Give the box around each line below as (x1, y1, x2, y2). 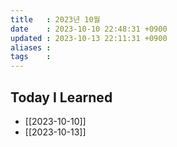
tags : (10, 52, 52, 62)
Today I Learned (10, 89, 113, 106)
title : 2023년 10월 (10, 14, 101, 25)
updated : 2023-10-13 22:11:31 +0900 (10, 33, 168, 43)
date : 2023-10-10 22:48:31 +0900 (10, 24, 168, 34)
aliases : (10, 42, 52, 53)
